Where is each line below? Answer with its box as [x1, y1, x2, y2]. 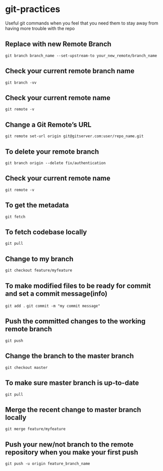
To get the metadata [5, 201, 69, 210]
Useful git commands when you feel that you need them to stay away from [5, 20, 159, 26]
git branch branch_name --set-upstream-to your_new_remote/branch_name [5, 53, 157, 58]
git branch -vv [5, 80, 37, 85]
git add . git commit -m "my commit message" [5, 304, 101, 309]
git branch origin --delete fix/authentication [5, 161, 106, 166]
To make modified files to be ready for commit [5, 281, 151, 290]
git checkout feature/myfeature [5, 268, 72, 273]
